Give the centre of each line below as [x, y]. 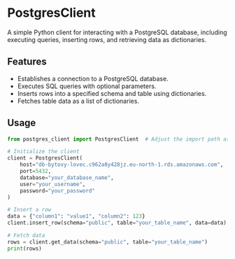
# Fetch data [26, 236]
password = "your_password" [58, 190]
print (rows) [24, 248]
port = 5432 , [36, 171]
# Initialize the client [43, 152]
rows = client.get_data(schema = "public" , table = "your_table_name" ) [108, 242]
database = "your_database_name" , [67, 177]
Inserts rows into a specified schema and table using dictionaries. [112, 93]
